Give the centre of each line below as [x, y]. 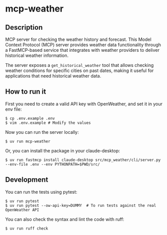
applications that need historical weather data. [53, 76]
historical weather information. [37, 55]
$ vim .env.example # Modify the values [48, 123]
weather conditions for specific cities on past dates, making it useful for [79, 70]
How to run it [26, 92]
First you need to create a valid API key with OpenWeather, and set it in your [84, 104]
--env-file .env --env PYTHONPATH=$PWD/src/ [53, 164]
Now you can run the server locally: [42, 132]
